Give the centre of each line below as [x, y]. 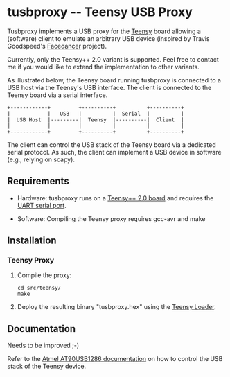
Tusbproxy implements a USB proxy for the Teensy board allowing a [104, 31]
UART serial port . [42, 205]
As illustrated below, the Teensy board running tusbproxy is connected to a [114, 80]
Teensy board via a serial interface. [57, 95]
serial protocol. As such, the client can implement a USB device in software [114, 152]
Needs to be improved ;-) [43, 345]
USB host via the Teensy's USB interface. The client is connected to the [109, 87]
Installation [32, 241]
